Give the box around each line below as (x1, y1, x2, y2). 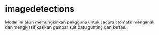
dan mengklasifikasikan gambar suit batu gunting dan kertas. (5, 24, 127, 30)
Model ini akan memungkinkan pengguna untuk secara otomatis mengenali (5, 19, 155, 25)
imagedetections (5, 3, 75, 14)
